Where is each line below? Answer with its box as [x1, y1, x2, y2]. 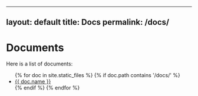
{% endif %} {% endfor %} [14, 84, 80, 91]
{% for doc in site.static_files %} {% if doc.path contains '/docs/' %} [14, 72, 181, 79]
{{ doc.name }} [14, 78, 51, 85]
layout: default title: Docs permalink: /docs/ [6, 17, 170, 27]
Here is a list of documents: [6, 60, 73, 68]
